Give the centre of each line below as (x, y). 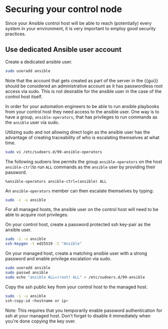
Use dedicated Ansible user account (63, 49)
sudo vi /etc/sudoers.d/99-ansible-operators (54, 152)
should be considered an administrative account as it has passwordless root (84, 86)
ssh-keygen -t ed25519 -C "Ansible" (44, 244)
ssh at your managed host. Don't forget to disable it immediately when (78, 315)
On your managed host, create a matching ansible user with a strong (76, 253)
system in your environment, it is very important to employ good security (80, 28)
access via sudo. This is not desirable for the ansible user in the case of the (83, 91)
